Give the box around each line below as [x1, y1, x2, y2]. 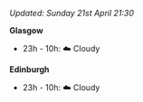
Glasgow [9, 25, 43, 35]
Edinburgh [9, 64, 50, 75]
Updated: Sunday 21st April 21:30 [9, 8, 134, 18]
